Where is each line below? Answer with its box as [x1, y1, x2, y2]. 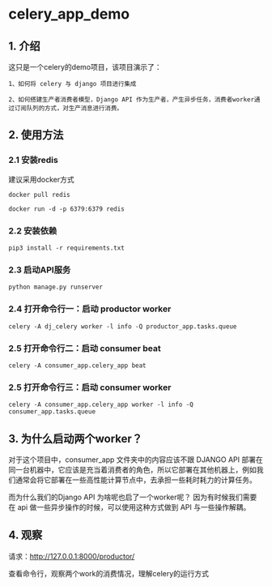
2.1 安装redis [8, 155, 58, 166]
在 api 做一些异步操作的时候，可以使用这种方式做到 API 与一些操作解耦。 [8, 502, 251, 511]
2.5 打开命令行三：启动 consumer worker [8, 382, 172, 393]
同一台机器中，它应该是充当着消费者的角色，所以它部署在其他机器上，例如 [8, 464, 257, 474]
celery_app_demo [8, 5, 130, 24]
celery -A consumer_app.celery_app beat [8, 361, 147, 370]
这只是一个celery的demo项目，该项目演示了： [8, 62, 162, 71]
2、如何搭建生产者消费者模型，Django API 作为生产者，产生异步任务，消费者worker [8, 96, 255, 104]
